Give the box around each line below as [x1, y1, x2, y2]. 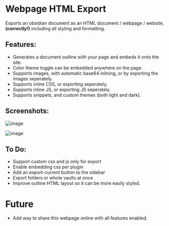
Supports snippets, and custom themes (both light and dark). [12, 92, 141, 98]
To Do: [5, 145, 27, 153]
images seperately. [12, 75, 53, 82]
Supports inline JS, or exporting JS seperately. [12, 86, 111, 93]
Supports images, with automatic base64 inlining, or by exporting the [12, 70, 158, 76]
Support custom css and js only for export [12, 159, 102, 165]
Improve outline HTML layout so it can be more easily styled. [12, 180, 140, 187]
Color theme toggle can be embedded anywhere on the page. [12, 64, 143, 71]
